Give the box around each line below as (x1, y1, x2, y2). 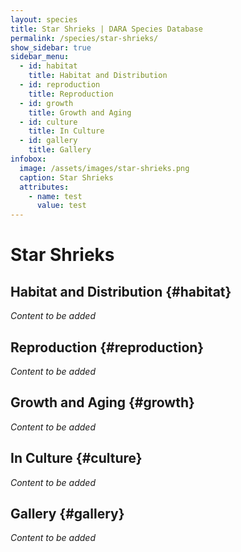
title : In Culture (28, 126, 105, 136)
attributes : (19, 182, 70, 192)
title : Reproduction (28, 89, 114, 99)
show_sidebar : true (10, 42, 92, 53)
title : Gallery (28, 145, 92, 155)
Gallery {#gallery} (10, 505, 125, 522)
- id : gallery (19, 136, 78, 146)
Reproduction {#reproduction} (10, 339, 205, 356)
